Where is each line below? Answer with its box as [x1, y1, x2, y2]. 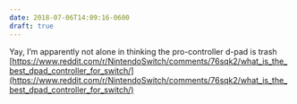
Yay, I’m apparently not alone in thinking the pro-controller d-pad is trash [9, 46, 277, 56]
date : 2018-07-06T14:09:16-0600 [9, 13, 130, 22]
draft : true [9, 22, 54, 30]
